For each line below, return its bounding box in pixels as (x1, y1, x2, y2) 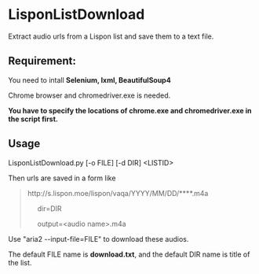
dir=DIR (37, 203, 62, 213)
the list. (8, 257, 32, 267)
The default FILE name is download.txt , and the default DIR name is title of (8, 250, 250, 259)
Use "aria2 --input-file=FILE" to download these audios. (8, 234, 189, 243)
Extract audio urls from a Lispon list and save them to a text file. (8, 31, 214, 41)
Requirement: (8, 54, 77, 68)
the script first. (8, 114, 59, 124)
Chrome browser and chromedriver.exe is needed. (8, 91, 171, 100)
